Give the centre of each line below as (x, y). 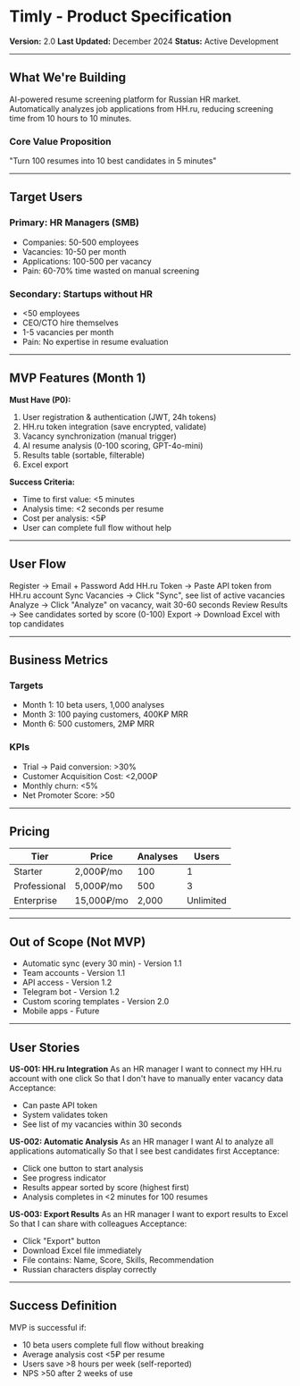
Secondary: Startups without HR (81, 294)
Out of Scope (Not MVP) (78, 941)
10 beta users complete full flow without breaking (113, 1344)
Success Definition (63, 1306)
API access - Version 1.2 (67, 983)
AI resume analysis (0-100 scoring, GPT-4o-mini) (112, 445)
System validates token (65, 1115)
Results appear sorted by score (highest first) (106, 1188)
